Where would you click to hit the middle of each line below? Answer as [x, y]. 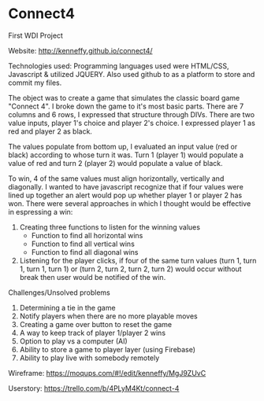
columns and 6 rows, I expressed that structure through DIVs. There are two [131, 114]
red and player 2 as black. [50, 131]
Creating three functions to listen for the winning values [110, 227]
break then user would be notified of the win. [93, 277]
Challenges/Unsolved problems [59, 292]
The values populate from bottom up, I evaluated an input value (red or [123, 146]
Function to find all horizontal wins [87, 235]
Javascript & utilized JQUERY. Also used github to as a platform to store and [132, 74]
